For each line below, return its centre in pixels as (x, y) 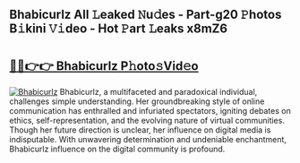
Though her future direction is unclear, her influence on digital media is (140, 130)
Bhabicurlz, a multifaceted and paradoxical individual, (159, 92)
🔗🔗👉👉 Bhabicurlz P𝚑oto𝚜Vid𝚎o (104, 66)
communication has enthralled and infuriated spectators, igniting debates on (150, 111)
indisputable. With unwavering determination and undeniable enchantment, (148, 139)
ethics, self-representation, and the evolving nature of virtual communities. (147, 120)
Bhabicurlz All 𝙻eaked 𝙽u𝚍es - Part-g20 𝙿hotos (146, 15)
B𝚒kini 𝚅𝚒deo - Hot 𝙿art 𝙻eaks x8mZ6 (119, 29)
